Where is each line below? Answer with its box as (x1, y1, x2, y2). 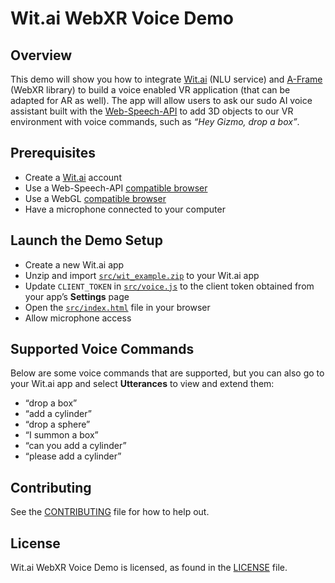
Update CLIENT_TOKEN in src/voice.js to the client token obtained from (24, 280, 315, 292)
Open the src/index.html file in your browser (24, 301, 211, 313)
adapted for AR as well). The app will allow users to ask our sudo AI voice (10, 95, 313, 106)
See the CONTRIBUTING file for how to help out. (10, 506, 210, 518)
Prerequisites (10, 145, 96, 162)
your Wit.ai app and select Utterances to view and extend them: (10, 378, 275, 390)
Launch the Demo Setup (10, 232, 163, 249)
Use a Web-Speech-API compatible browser (24, 182, 208, 194)
